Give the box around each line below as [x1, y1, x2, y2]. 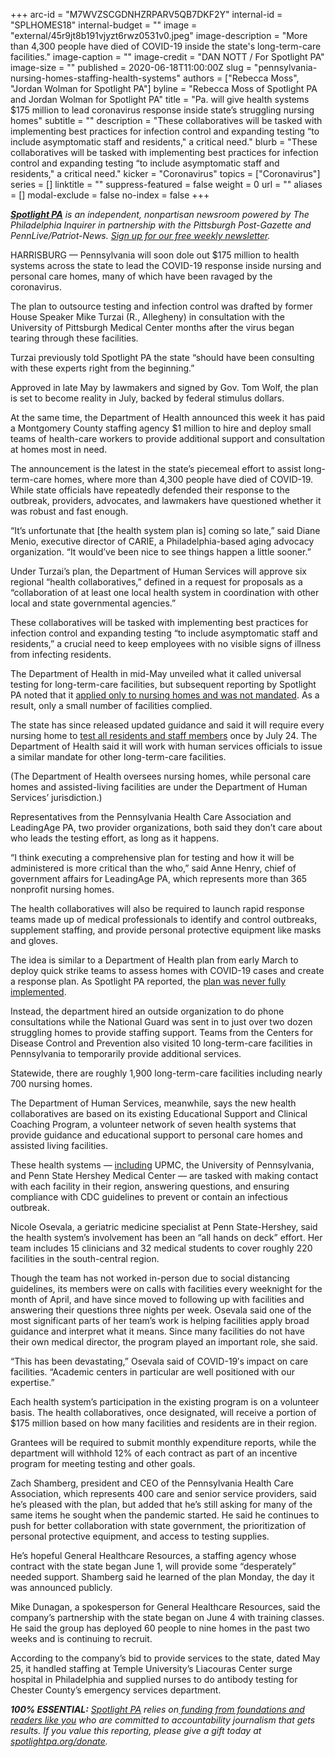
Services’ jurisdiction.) [10, 792, 103, 803]
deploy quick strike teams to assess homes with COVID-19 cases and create [10, 965, 325, 976]
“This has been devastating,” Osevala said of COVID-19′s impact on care [10, 1355, 309, 1367]
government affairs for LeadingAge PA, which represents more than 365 [10, 873, 308, 884]
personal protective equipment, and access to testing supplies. [10, 1530, 270, 1542]
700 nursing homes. [10, 1078, 93, 1089]
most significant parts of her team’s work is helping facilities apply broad [10, 1315, 310, 1326]
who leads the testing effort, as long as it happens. [10, 832, 220, 844]
